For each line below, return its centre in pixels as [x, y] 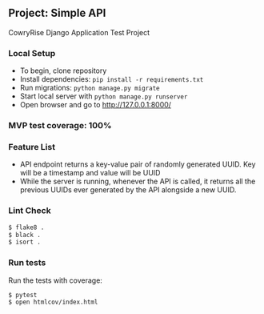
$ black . [25, 235]
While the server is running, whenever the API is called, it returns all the [138, 181]
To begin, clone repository [63, 70]
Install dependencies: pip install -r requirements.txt [112, 79]
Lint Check [30, 211]
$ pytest [23, 295]
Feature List [32, 147]
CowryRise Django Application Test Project [79, 32]
